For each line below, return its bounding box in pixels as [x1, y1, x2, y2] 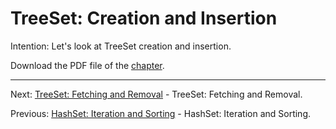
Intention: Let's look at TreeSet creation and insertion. [10, 40, 232, 52]
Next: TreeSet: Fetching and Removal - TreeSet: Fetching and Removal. [10, 88, 303, 100]
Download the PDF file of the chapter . [10, 59, 165, 71]
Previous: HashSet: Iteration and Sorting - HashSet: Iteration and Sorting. [10, 107, 312, 119]
